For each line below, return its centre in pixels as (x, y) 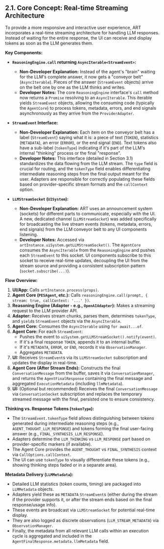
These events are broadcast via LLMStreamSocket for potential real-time (83, 510)
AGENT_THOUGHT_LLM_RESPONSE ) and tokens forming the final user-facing (82, 429)
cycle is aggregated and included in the (52, 536)
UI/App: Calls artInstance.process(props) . (56, 290)
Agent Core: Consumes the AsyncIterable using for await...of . (77, 326)
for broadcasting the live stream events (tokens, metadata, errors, (86, 224)
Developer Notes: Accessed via (52, 239)
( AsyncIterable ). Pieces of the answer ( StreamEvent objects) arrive (86, 82)
